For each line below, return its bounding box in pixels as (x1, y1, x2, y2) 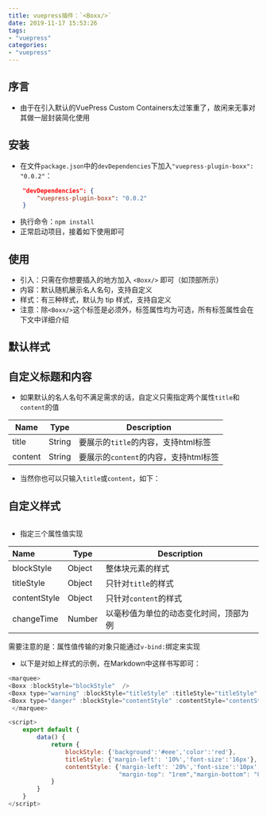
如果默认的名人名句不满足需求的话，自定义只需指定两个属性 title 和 (19, 392, 240, 402)
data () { (37, 733, 66, 741)
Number (67, 614, 99, 625)
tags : (8, 26, 26, 34)
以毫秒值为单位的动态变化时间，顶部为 (106, 608, 250, 619)
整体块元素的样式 (106, 563, 170, 574)
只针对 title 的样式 (106, 578, 175, 589)
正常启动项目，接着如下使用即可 (19, 227, 125, 236)
